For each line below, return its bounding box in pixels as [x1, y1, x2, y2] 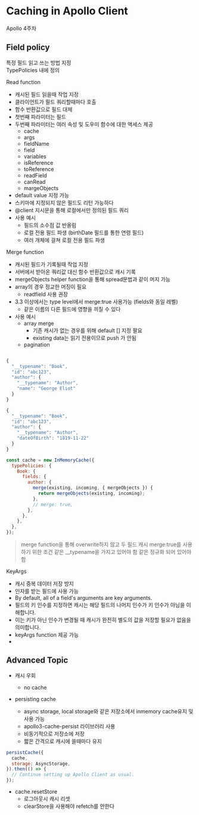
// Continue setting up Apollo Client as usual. [11, 772, 135, 778]
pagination [23, 341, 50, 348]
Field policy [6, 42, 50, 53]
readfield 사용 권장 [23, 290, 69, 298]
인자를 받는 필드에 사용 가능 [14, 587, 79, 595]
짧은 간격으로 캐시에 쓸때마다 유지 [23, 737, 102, 744]
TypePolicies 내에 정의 [6, 66, 60, 73]
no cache [23, 684, 47, 691]
